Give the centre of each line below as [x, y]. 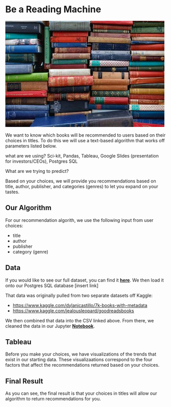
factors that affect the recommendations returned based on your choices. [82, 365]
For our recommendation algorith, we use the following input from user [79, 220]
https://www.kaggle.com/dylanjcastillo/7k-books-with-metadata [80, 305]
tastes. [12, 192]
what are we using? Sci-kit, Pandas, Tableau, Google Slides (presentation [82, 156]
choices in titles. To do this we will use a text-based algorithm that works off [85, 140]
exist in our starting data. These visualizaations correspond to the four [79, 360]
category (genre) [30, 251]
